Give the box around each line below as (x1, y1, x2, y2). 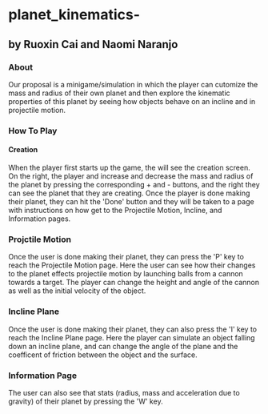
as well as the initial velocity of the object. (8, 286, 146, 295)
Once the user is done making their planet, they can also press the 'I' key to (8, 324, 258, 334)
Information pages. (8, 214, 71, 223)
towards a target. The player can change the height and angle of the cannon (8, 278, 260, 287)
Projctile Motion (8, 234, 72, 245)
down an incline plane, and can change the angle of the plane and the (8, 341, 238, 351)
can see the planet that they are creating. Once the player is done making (8, 188, 250, 198)
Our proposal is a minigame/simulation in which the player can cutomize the (8, 79, 258, 89)
